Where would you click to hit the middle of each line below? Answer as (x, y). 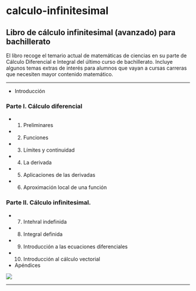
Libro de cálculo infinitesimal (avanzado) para (91, 32)
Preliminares (38, 125)
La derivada (37, 163)
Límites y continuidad (49, 150)
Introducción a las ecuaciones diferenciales (76, 247)
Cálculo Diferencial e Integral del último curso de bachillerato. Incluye (90, 62)
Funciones (36, 138)
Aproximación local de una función (65, 187)
